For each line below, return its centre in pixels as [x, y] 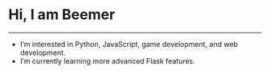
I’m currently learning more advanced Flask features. [107, 60]
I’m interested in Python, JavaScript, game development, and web [129, 44]
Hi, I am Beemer [62, 15]
